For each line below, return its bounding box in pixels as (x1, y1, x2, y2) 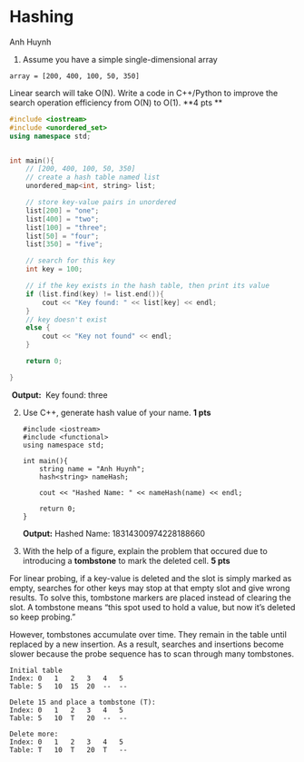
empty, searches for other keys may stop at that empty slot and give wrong (9, 582, 290, 593)
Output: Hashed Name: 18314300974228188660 (22, 528, 206, 539)
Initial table (9, 666, 64, 675)
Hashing (9, 6, 74, 27)
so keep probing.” (9, 611, 76, 622)
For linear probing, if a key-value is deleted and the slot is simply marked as (9, 572, 292, 583)
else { (25, 323, 51, 332)
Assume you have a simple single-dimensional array (22, 54, 218, 64)
